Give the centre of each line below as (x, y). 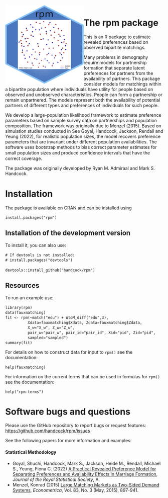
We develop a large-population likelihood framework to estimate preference (83, 115)
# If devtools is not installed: (40, 255)
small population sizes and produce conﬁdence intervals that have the (78, 152)
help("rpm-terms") (24, 392)
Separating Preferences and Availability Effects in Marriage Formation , (85, 474)
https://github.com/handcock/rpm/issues (48, 431)
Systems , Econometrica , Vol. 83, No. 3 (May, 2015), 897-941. (75, 490)
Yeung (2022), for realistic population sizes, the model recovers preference (83, 136)
